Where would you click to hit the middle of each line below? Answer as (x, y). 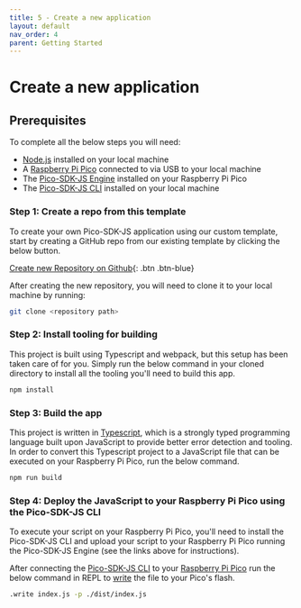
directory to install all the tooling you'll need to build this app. (123, 373)
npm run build (36, 477)
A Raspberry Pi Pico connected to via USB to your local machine (141, 169)
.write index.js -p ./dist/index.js (78, 594)
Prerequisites (48, 120)
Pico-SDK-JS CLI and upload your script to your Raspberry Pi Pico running (147, 541)
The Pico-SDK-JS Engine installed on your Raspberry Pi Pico (135, 179)
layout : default (40, 26)
